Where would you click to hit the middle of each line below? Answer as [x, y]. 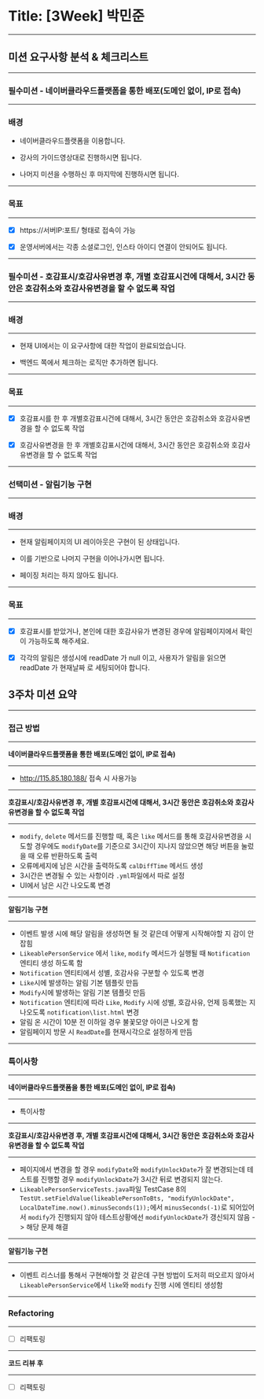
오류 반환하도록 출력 [67, 856]
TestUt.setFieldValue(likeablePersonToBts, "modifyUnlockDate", [127, 1199]
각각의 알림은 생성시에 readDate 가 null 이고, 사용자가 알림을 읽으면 [123, 657]
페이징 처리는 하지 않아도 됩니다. [69, 576]
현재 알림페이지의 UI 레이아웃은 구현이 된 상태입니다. [99, 542]
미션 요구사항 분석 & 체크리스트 [79, 57]
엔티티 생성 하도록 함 [51, 963]
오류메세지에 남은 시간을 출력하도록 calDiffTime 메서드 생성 [111, 865]
